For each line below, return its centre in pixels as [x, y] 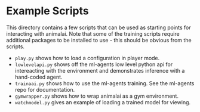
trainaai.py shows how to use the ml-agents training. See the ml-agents [104, 83]
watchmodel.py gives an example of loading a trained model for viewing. [103, 102]
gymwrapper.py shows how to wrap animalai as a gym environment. [97, 96]
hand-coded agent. [39, 77]
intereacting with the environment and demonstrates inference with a [100, 70]
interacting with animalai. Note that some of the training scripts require [93, 33]
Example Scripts [47, 11]
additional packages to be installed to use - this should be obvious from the [99, 40]
